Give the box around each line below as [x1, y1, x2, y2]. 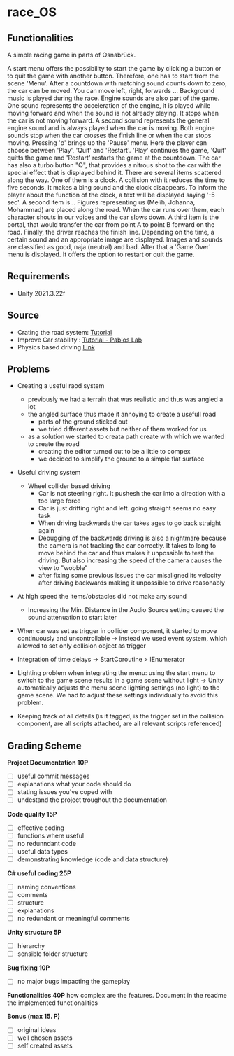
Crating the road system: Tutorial [17, 328, 112, 336]
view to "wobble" [38, 564, 88, 572]
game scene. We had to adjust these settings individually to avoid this [17, 691, 219, 700]
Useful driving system [17, 468, 81, 477]
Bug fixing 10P [7, 964, 50, 972]
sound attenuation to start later [27, 613, 117, 622]
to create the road [27, 440, 80, 448]
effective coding [17, 824, 65, 832]
